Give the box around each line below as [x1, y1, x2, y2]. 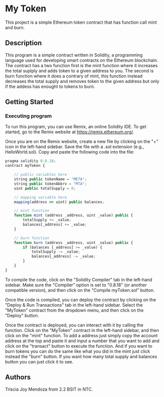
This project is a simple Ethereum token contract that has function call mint [5, 19, 157, 25]
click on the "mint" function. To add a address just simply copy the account [5, 332, 158, 338]
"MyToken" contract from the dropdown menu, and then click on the [5, 307, 144, 313]
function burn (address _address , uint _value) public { [14, 240, 133, 245]
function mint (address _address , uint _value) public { [14, 213, 133, 218]
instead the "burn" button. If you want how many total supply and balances [5, 354, 158, 359]
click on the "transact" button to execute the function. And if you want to [5, 343, 153, 349]
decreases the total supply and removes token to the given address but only [5, 78, 160, 84]
